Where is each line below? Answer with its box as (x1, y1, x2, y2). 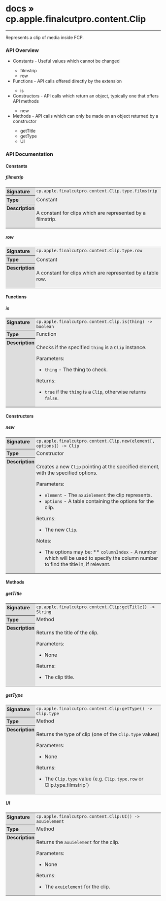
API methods (12, 98, 39, 104)
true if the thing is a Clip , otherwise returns (44, 389, 146, 396)
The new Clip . (44, 526, 78, 533)
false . (44, 395, 59, 402)
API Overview (5, 46, 39, 53)
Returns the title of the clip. (36, 629, 99, 636)
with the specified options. (36, 469, 98, 476)
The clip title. (44, 674, 74, 680)
